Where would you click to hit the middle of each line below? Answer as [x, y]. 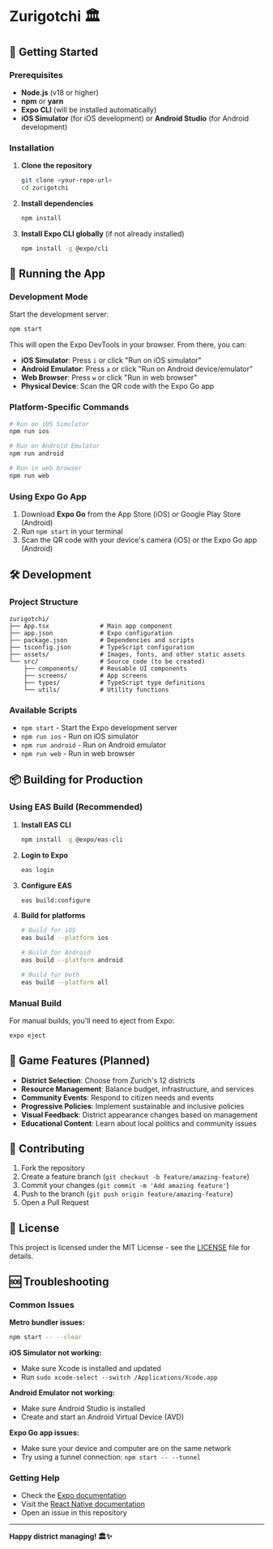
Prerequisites [36, 74]
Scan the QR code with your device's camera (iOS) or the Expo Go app [139, 540]
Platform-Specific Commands [69, 407]
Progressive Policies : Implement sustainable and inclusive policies [132, 1106]
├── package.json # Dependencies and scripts [102, 640]
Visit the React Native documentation [83, 1504]
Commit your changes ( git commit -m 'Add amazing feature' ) [125, 1185]
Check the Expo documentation [74, 1496]
